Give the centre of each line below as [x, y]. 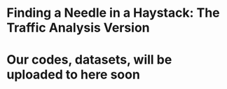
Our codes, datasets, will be [89, 60]
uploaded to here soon [74, 75]
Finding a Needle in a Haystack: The [113, 13]
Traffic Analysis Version [78, 28]
